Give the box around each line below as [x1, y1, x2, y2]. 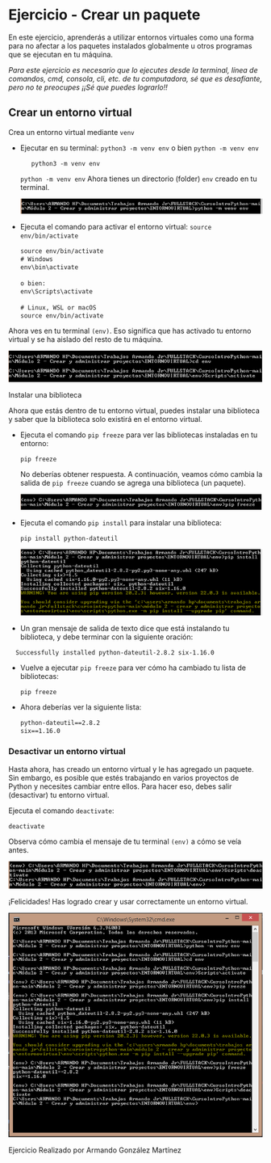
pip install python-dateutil [19, 534, 119, 542]
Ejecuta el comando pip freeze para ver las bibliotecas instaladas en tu [19, 430, 258, 440]
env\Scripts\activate [19, 288, 93, 296]
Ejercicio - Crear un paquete [8, 6, 201, 24]
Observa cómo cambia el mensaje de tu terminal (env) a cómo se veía [8, 836, 242, 846]
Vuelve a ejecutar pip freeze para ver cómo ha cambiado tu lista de [19, 663, 246, 672]
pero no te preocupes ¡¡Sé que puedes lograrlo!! [8, 82, 168, 92]
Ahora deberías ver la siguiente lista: [19, 702, 142, 712]
